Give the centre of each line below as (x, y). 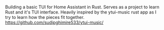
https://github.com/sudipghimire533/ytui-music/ (54, 22)
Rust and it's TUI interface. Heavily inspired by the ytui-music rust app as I (81, 12)
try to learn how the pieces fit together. (45, 17)
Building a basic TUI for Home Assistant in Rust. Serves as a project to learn (82, 7)
